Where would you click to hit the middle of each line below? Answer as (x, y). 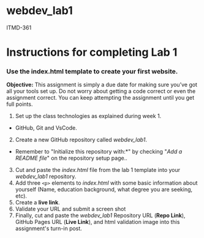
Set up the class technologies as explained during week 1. (88, 116)
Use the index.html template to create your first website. (92, 72)
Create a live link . (37, 203)
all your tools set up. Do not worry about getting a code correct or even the (101, 91)
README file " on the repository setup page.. (71, 158)
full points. (20, 104)
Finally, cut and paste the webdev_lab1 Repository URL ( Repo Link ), (100, 215)
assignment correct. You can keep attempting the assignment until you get (100, 98)
